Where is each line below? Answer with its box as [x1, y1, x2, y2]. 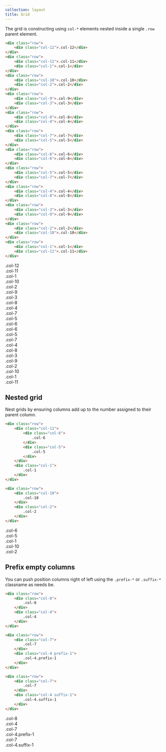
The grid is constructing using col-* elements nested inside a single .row [5, 25, 155, 31]
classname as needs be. [5, 581, 55, 588]
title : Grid [5, 12, 30, 17]
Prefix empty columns [5, 563, 76, 572]
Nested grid [5, 393, 43, 402]
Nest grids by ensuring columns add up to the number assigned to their [5, 406, 152, 412]
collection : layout [5, 7, 46, 12]
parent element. [5, 31, 38, 37]
